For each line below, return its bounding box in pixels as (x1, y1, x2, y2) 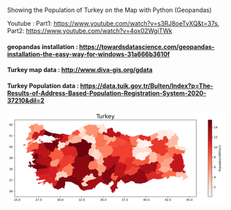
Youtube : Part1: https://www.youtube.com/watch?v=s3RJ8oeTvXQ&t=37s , (7, 19, 220, 27)
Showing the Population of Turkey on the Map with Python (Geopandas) (7, 6, 212, 14)
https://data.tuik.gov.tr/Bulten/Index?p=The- (80, 81, 214, 89)
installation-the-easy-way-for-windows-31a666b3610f (7, 50, 170, 58)
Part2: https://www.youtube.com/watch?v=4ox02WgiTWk (7, 27, 173, 35)
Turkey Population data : (7, 81, 80, 89)
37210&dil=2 (7, 96, 45, 105)
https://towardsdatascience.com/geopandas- (79, 42, 215, 51)
